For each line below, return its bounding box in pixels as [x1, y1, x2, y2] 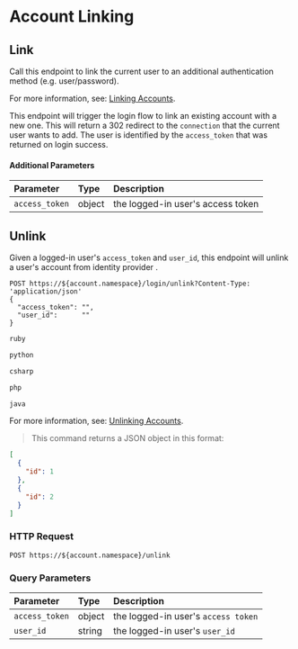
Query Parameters [9, 572, 92, 584]
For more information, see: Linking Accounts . [9, 93, 176, 104]
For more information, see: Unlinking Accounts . [9, 416, 184, 427]
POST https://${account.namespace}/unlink [9, 551, 171, 560]
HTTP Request [9, 530, 74, 543]
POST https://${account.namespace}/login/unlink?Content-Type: [9, 279, 251, 289]
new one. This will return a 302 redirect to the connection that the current [9, 120, 280, 131]
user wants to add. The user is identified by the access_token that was [9, 130, 267, 140]
